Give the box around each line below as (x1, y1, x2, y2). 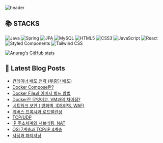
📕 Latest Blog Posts (5, 64, 65, 72)
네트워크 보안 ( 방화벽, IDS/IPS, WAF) (12, 103, 85, 108)
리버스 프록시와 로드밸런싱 (12, 108, 63, 114)
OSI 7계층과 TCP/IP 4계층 (12, 126, 62, 132)
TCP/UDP (12, 114, 32, 120)
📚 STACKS (5, 20, 40, 28)
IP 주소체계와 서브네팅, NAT (12, 120, 66, 126)
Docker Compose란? (12, 84, 54, 90)
